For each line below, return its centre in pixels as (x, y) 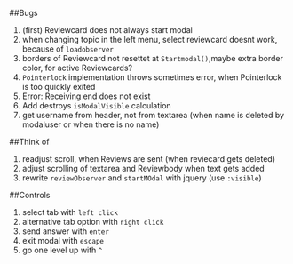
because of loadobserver (67, 49)
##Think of (29, 142)
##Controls (30, 195)
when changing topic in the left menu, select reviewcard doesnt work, (150, 40)
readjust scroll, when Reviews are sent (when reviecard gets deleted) (149, 159)
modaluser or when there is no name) (91, 124)
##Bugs (24, 13)
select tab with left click (70, 212)
